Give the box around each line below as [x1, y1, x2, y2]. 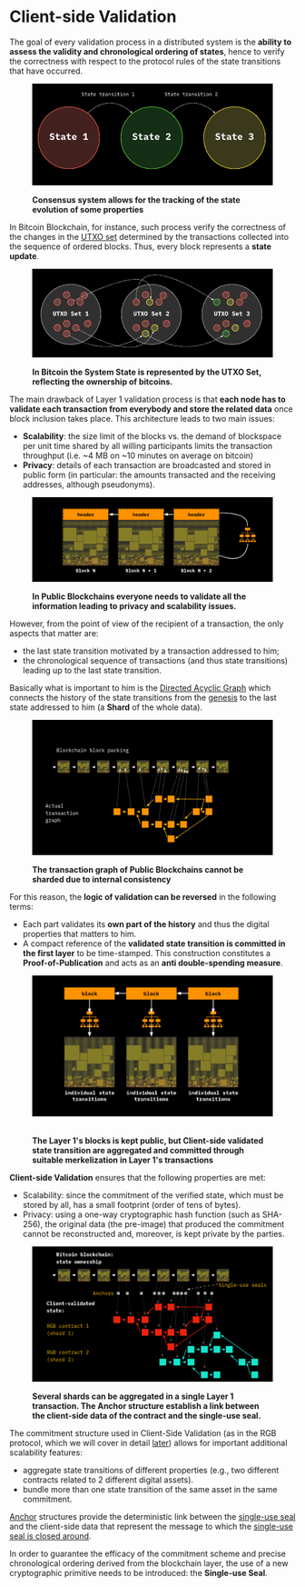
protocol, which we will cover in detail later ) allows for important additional [9, 1438, 288, 1449]
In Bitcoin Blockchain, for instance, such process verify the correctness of [9, 221, 287, 233]
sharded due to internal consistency [32, 874, 172, 885]
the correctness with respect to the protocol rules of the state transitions [9, 55, 281, 66]
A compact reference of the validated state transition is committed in [22, 938, 286, 949]
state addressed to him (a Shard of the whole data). [9, 702, 202, 713]
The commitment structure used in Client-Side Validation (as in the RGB [9, 1428, 277, 1439]
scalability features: [9, 1447, 84, 1458]
